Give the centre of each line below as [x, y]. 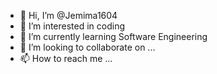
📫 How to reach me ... [66, 58]
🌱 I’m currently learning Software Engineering [113, 36]
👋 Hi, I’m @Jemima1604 [68, 15]
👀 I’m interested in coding [72, 26]
